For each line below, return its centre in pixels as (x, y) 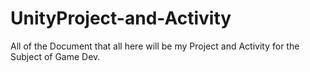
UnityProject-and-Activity (121, 18)
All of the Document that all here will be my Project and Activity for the (155, 46)
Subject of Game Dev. (55, 56)
